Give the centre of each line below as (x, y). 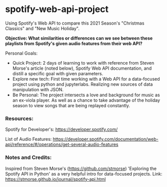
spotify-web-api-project (57, 9)
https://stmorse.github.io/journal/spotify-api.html (55, 179)
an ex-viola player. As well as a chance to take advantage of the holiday (86, 100)
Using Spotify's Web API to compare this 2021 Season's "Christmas (75, 23)
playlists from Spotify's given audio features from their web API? (74, 43)
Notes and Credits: (28, 157)
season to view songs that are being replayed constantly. (71, 105)
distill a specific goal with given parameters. (58, 73)
